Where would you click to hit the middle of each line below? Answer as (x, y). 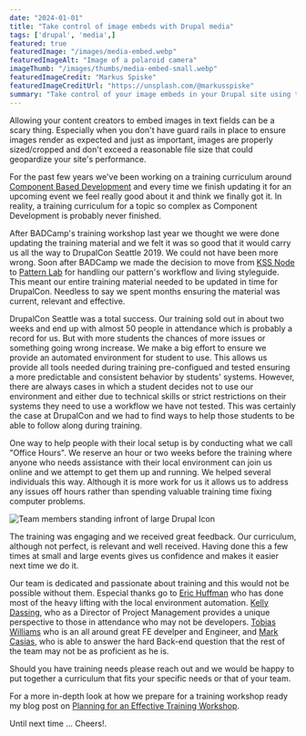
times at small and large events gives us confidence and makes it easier (144, 555)
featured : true (38, 43)
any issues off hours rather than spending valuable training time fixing (141, 491)
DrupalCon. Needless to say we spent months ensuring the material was (145, 291)
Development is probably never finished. (86, 215)
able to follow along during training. (76, 425)
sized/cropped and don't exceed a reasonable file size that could (131, 149)
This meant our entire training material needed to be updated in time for (144, 281)
